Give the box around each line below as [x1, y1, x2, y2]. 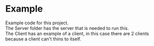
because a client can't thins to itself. [5, 36, 81, 42]
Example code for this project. [5, 20, 69, 26]
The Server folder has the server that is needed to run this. [5, 25, 129, 31]
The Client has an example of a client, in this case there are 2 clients [5, 30, 149, 36]
